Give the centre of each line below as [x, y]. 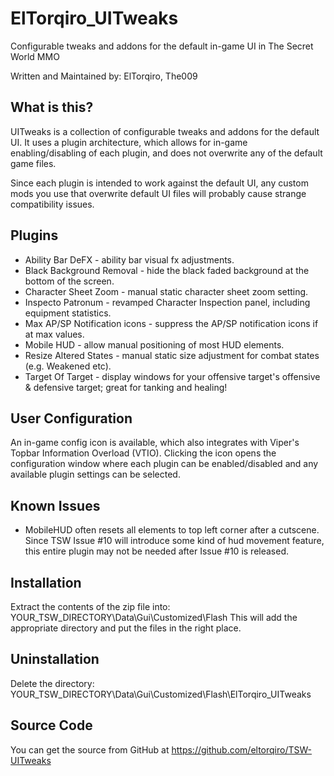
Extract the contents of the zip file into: [90, 606]
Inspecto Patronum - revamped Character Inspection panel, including [167, 302]
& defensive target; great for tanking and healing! [126, 387]
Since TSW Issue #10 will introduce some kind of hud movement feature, [174, 541]
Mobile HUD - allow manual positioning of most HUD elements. [154, 344]
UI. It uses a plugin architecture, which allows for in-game [129, 142]
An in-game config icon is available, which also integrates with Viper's [155, 443]
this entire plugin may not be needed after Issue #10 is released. [157, 551]
